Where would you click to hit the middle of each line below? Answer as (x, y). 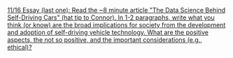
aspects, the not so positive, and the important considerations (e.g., (105, 40)
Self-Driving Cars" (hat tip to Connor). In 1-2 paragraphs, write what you (111, 17)
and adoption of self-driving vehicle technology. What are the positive (108, 32)
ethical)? (20, 47)
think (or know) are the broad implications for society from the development (116, 25)
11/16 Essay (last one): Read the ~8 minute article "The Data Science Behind (116, 10)
